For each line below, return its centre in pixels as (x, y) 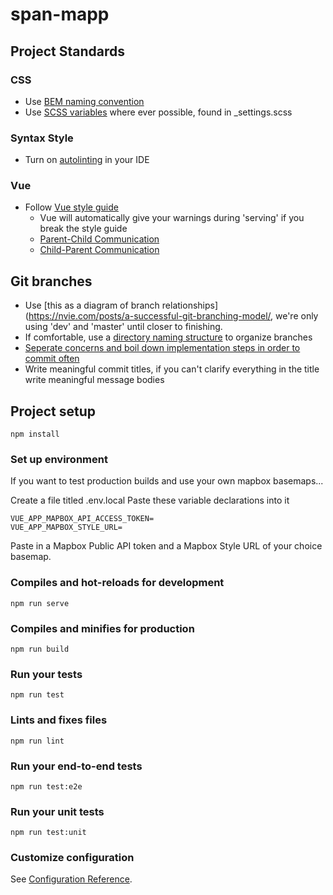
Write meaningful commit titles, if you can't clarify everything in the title (172, 369)
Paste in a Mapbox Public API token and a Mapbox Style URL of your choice (166, 546)
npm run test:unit (48, 833)
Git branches (51, 281)
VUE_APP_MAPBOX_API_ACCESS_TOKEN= (82, 519)
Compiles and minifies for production (102, 628)
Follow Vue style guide (71, 207)
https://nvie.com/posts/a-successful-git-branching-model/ (150, 316)
